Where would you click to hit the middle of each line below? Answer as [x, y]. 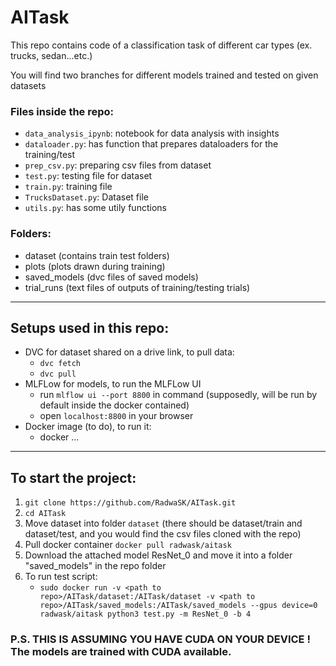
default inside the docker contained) [114, 405]
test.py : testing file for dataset [88, 176]
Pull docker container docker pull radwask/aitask [128, 545]
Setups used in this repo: [90, 327]
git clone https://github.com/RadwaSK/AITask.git [130, 503]
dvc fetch [60, 364]
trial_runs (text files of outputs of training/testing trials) [137, 287]
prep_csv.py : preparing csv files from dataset [118, 165]
